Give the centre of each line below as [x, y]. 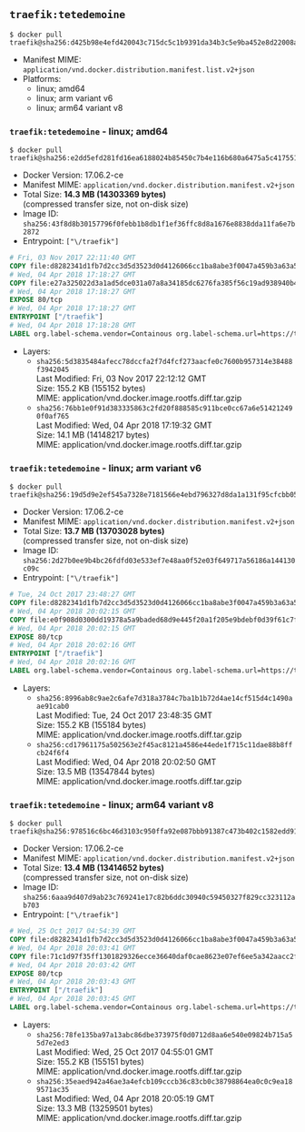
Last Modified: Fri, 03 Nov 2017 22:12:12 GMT [121, 379]
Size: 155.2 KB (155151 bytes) [90, 1061]
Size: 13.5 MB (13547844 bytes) [96, 771]
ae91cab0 [53, 706]
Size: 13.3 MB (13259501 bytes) [94, 1108]
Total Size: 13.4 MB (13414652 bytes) [93, 868]
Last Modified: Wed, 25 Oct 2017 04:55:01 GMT [125, 1052]
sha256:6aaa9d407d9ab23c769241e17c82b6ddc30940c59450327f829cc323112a [159, 898]
